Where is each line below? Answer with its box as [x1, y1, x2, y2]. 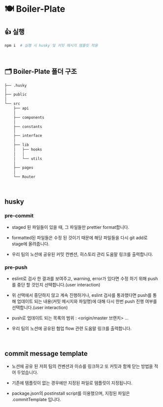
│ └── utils [13, 156, 42, 161]
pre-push [4, 264, 27, 271]
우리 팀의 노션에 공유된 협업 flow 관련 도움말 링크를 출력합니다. [11, 325, 132, 332]
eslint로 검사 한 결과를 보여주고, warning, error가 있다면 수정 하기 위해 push [11, 276, 158, 282]
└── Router [13, 175, 36, 180]
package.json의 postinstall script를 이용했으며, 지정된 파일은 [11, 390, 130, 396]
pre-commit [4, 212, 34, 219]
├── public [4, 92, 27, 97]
